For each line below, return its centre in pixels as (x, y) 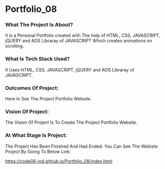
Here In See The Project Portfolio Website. (49, 99)
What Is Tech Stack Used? (37, 59)
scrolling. (14, 46)
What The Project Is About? (39, 25)
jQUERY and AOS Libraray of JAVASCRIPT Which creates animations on (79, 41)
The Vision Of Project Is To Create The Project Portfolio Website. (71, 122)
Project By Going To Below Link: (38, 151)
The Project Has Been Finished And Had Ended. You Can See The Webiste (82, 146)
